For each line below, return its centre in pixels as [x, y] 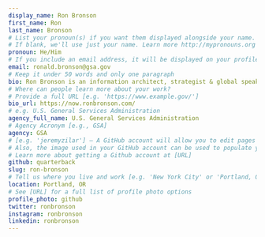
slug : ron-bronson [38, 170]
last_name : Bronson [40, 30]
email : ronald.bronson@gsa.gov [60, 67]
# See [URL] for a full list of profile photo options [100, 192]
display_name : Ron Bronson [52, 15]
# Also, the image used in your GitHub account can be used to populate [130, 148]
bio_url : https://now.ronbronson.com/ [72, 103]
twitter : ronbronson [42, 206]
